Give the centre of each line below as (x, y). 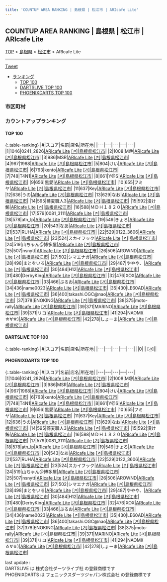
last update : (18, 562)
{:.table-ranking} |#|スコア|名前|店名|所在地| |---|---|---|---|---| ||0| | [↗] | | (81, 349)
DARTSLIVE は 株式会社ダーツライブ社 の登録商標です (60, 568)
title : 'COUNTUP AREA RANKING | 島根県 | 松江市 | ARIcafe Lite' (72, 10)
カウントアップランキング (36, 121)
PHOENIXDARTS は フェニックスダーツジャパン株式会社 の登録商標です (78, 575)
